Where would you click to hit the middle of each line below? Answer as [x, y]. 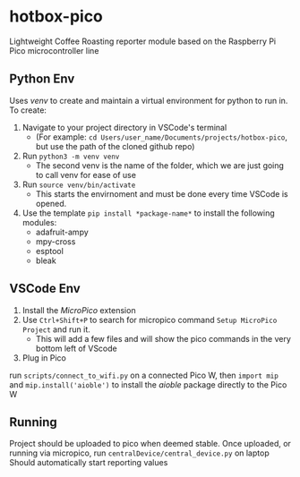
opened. [51, 203]
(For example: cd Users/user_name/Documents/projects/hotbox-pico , [162, 137]
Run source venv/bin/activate [79, 184]
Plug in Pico [44, 358]
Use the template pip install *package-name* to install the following [148, 213]
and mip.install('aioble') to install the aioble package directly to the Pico [148, 384]
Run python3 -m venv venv [71, 156]
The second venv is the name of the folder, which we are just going [160, 165]
